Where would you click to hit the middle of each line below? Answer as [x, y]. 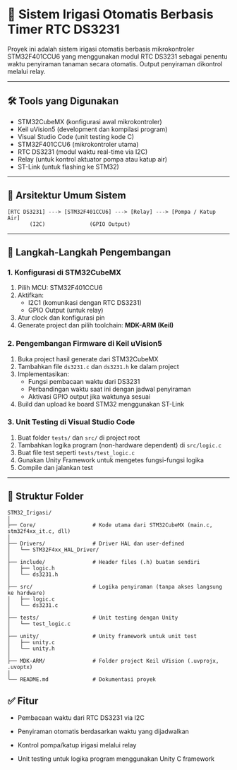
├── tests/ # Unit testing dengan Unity [93, 618]
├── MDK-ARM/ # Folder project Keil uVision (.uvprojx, [113, 661]
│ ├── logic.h [31, 568]
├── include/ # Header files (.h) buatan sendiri [104, 562]
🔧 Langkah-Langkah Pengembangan [89, 252]
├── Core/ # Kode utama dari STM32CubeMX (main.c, [110, 525]
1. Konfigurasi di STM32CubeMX [65, 272]
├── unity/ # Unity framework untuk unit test [102, 636]
